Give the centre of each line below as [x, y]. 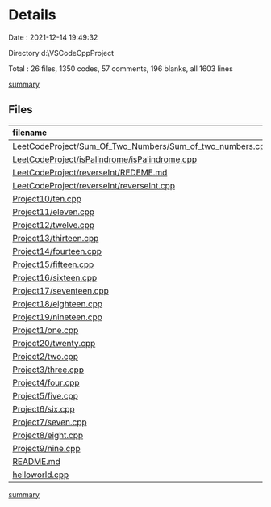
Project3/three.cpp [48, 370]
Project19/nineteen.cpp [57, 317]
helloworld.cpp [41, 475]
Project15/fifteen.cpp [53, 264]
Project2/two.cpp [46, 356]
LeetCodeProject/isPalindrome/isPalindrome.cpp [105, 159]
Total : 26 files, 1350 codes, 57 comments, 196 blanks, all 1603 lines [121, 68]
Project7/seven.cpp [50, 422]
